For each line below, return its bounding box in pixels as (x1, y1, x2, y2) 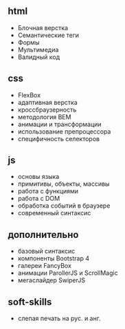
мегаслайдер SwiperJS (17, 276, 85, 284)
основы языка (17, 173, 60, 181)
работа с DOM (17, 195, 60, 203)
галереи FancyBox (17, 262, 71, 270)
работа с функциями (17, 187, 78, 195)
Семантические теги (17, 31, 80, 39)
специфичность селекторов (17, 134, 100, 143)
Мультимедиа (17, 45, 59, 53)
